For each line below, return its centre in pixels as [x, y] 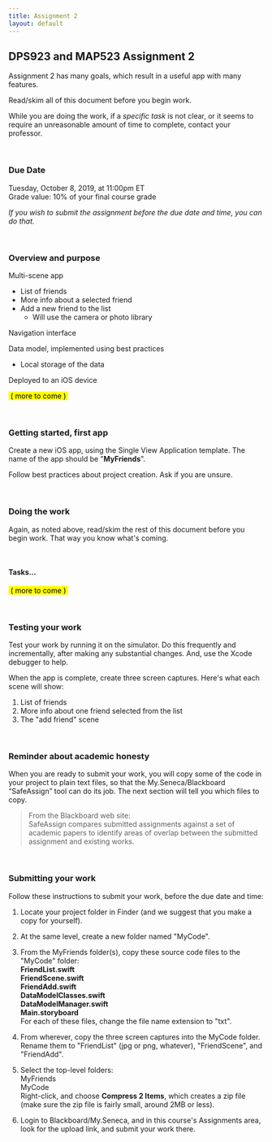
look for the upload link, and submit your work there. [108, 1129]
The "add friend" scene [60, 719]
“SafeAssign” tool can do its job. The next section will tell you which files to [134, 791]
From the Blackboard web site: [80, 816]
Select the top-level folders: [67, 1070]
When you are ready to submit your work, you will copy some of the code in [135, 774]
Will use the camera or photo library [92, 317]
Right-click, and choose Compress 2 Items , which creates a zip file [133, 1096]
